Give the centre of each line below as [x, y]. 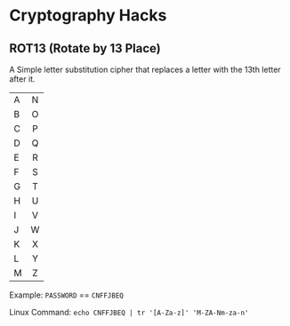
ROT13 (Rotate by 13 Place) [85, 48]
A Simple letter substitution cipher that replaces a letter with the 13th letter [145, 69]
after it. [22, 79]
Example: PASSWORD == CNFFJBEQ [67, 295]
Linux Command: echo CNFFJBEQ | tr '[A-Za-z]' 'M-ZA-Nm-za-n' [129, 312]
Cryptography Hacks [88, 16]
